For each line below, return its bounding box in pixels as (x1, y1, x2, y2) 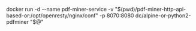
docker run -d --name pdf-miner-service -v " (6, 6, 118, 13)
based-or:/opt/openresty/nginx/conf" (6, 12, 99, 19)
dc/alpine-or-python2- (135, 12, 191, 19)
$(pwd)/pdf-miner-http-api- (117, 6, 186, 13)
